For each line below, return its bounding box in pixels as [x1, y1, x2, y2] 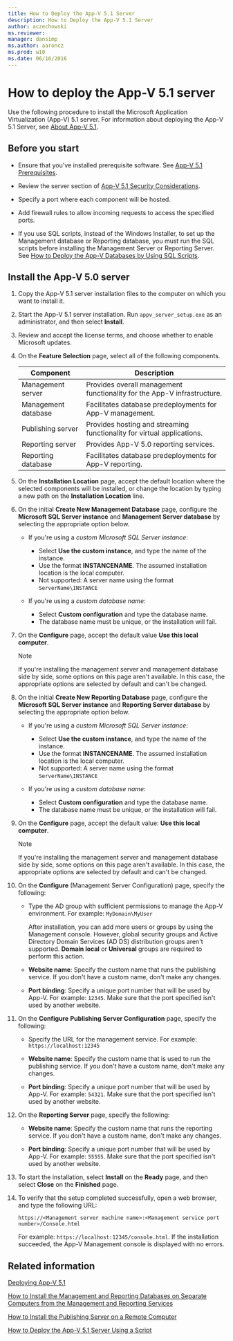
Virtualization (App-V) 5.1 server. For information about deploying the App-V [8, 115, 224, 123]
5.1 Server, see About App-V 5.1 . [8, 122, 99, 131]
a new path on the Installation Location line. [17, 492, 145, 500]
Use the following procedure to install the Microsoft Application [8, 108, 188, 116]
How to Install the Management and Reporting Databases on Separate [8, 1292, 207, 1300]
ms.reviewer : [8, 29, 46, 37]
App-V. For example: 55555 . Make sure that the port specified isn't [28, 1152, 216, 1160]
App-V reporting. [86, 459, 142, 469]
